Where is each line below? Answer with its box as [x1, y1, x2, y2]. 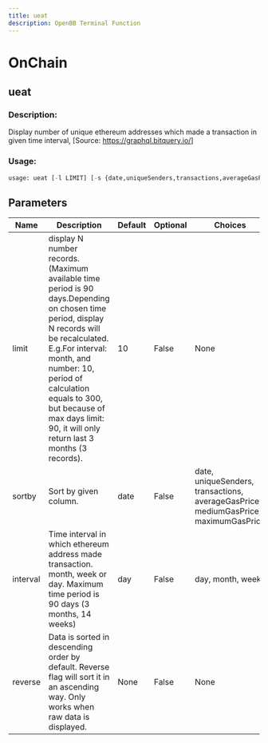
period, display [48, 313, 104, 324]
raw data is [48, 712, 90, 723]
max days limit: [48, 413, 105, 424]
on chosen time [48, 303, 107, 314]
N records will [48, 323, 100, 334]
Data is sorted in [48, 632, 110, 643]
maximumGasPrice [195, 516, 266, 527]
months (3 [48, 443, 88, 454]
